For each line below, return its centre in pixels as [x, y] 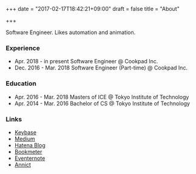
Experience [23, 48]
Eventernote [30, 158]
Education [21, 83]
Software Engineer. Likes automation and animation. [71, 32]
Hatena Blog [30, 145]
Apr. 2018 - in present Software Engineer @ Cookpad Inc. [86, 61]
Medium [25, 139]
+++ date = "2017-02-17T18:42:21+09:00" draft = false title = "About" [93, 9]
